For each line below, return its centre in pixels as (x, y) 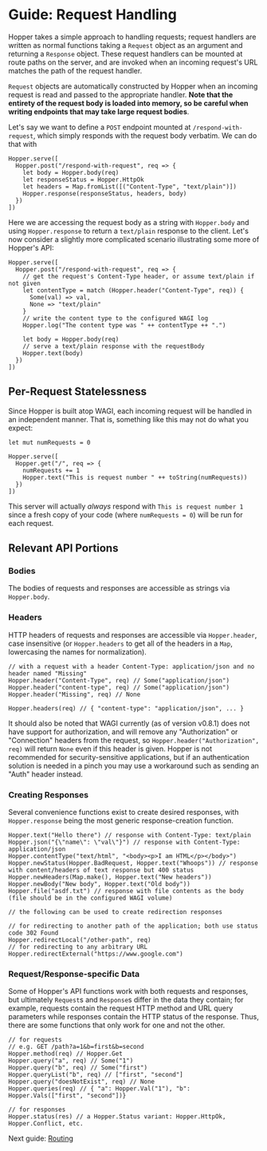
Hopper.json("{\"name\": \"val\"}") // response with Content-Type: (124, 842)
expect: (21, 428)
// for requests (35, 1040)
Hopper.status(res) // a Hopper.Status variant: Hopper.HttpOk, (117, 1117)
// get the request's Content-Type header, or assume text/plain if (139, 276)
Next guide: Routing (41, 1138)
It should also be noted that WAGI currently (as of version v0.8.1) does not (129, 723)
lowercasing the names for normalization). (78, 651)
